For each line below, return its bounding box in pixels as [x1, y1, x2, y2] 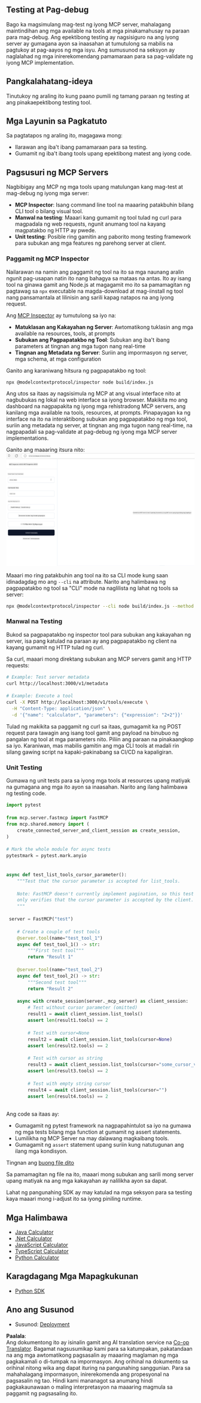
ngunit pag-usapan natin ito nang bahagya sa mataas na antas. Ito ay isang [6, 274, 191, 281]
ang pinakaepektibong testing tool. [6, 98, 92, 106]
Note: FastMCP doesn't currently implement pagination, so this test [17, 891, 194, 897]
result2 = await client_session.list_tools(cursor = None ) [28, 1036, 172, 1042]
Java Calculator [14, 1228, 54, 1236]
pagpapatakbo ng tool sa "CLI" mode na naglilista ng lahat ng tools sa [6, 584, 178, 592]
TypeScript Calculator [14, 1248, 69, 1255]
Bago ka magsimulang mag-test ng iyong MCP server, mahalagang [6, 20, 171, 28]
